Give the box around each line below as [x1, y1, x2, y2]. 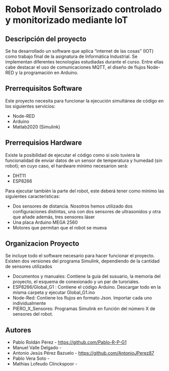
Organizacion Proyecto [5, 240, 79, 248]
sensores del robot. [12, 311, 54, 317]
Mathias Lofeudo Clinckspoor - [12, 361, 77, 367]
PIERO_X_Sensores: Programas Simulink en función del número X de [12, 306, 156, 312]
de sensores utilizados [5, 263, 52, 269]
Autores [5, 326, 31, 334]
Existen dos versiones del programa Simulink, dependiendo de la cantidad [5, 258, 160, 264]
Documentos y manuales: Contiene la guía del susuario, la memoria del [12, 273, 161, 280]
